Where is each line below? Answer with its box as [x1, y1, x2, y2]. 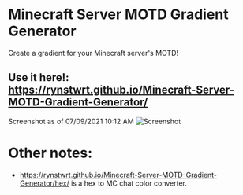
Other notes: [8, 144, 93, 162]
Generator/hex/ [19, 178, 69, 188]
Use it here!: [8, 71, 69, 84]
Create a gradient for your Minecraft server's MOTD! [8, 48, 179, 57]
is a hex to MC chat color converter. [70, 178, 187, 188]
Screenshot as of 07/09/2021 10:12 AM [8, 116, 134, 126]
